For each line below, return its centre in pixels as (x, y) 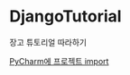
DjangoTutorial (65, 17)
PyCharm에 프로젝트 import (59, 61)
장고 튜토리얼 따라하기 (48, 42)
